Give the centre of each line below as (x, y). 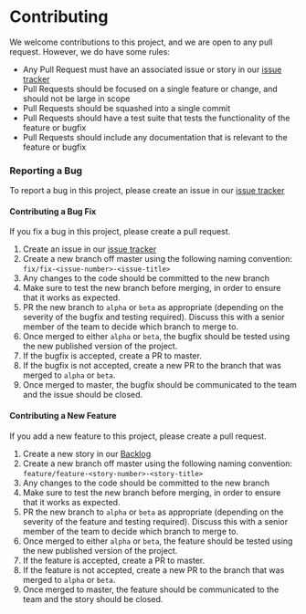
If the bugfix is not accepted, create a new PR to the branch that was (152, 366)
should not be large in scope (76, 99)
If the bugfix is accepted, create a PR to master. (112, 356)
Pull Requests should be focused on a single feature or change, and (150, 88)
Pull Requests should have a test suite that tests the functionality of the (156, 118)
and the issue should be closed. (83, 395)
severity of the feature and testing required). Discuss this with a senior (155, 521)
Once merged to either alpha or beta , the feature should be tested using (158, 541)
